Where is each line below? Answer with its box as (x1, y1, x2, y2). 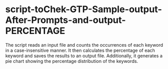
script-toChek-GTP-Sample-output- (5, 4, 162, 15)
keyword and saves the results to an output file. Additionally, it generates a (5, 52, 163, 59)
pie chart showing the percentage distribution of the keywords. (5, 58, 138, 64)
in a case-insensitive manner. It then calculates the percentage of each (5, 47, 155, 53)
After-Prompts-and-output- (5, 14, 127, 26)
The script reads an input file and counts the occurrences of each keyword (5, 42, 163, 48)
